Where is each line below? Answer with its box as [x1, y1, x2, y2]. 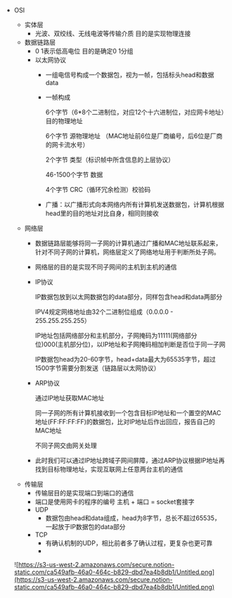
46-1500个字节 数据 [45, 170, 103, 179]
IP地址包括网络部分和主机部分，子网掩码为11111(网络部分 [34, 331, 198, 340]
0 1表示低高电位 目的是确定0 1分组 [34, 47, 134, 55]
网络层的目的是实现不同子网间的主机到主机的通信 [34, 263, 177, 271]
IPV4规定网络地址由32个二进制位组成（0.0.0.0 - [34, 307, 174, 316]
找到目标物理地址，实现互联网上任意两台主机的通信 [34, 465, 183, 473]
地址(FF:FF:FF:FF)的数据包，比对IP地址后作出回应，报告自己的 [34, 418, 216, 426]
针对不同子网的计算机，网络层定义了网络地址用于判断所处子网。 [34, 248, 220, 256]
